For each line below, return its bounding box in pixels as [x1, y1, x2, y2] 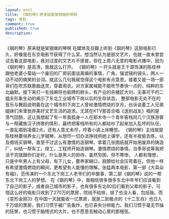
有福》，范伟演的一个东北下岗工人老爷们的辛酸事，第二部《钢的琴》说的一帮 [5, 171, 162, 176]
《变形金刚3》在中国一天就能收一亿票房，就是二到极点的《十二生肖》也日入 [5, 196, 162, 201]
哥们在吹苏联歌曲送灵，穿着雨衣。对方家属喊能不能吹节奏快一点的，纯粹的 [5, 83, 159, 88]
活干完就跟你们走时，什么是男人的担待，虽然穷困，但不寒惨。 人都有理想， [5, 152, 161, 158]
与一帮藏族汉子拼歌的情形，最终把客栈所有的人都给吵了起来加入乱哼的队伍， [5, 121, 164, 126]
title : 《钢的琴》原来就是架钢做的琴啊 [5, 12, 77, 17]
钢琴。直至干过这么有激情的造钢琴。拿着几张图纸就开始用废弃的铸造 [22, 139, 164, 145]
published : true [5, 26, 39, 31]
